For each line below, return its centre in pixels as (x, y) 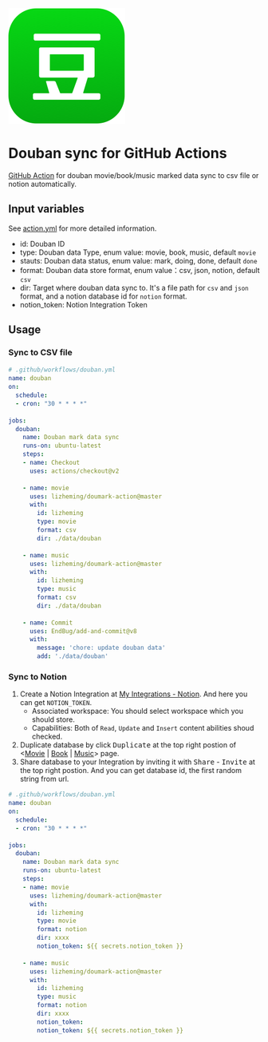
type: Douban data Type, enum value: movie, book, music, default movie (138, 252)
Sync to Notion (38, 676)
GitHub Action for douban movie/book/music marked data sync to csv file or (134, 175)
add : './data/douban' (73, 656)
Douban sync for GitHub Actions (118, 154)
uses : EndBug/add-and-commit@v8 (83, 631)
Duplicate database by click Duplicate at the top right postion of (128, 745)
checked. (47, 737)
